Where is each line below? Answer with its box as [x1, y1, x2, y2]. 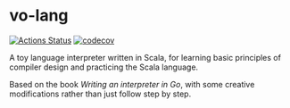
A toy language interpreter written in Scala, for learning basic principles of [9, 52, 281, 62]
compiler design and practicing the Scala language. [9, 62, 199, 72]
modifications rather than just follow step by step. [9, 88, 192, 99]
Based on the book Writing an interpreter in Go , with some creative [9, 79, 255, 89]
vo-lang [9, 5, 69, 26]
